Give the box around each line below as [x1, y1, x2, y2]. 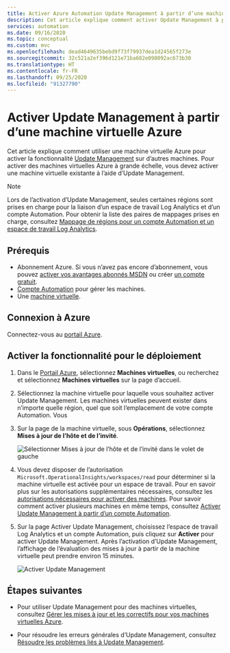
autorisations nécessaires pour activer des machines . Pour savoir [16, 494, 202, 503]
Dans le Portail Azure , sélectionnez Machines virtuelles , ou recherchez [16, 368, 219, 376]
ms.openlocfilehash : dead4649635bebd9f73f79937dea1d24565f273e [7, 49, 192, 56]
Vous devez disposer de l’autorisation [16, 465, 123, 474]
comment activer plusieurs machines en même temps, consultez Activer [16, 502, 221, 510]
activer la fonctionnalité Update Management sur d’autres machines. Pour [7, 154, 215, 163]
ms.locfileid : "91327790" [7, 80, 81, 87]
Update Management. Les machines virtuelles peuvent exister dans [16, 396, 207, 404]
